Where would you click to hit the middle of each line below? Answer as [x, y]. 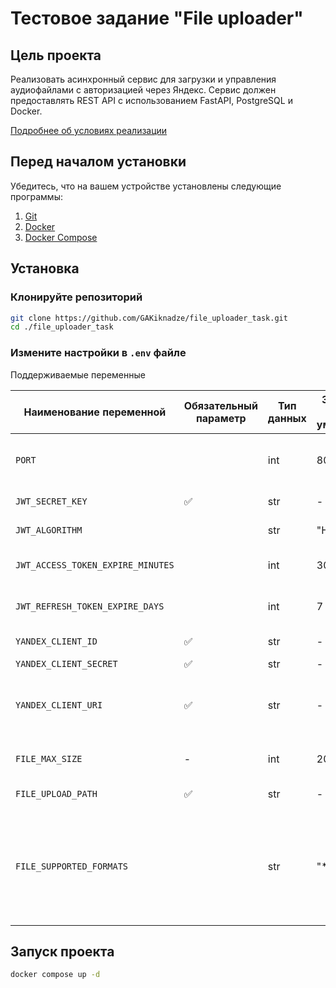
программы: [36, 196]
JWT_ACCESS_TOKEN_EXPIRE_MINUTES [95, 565]
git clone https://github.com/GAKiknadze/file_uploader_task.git [149, 318]
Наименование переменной [95, 412]
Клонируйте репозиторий [76, 297]
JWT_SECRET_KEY [51, 501]
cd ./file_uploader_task [62, 327]
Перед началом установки [98, 162]
